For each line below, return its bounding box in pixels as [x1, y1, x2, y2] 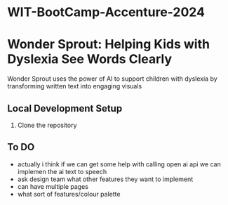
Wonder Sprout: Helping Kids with [7, 37, 210, 53]
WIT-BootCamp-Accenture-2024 [7, 4, 206, 20]
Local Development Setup [7, 102, 123, 114]
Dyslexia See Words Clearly [7, 51, 173, 67]
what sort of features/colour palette [17, 190, 121, 198]
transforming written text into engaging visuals [7, 82, 142, 91]
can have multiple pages [17, 182, 89, 190]
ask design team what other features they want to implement [17, 175, 194, 183]
